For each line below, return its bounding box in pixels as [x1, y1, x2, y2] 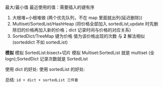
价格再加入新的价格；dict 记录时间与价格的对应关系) [25, 27, 131, 33]
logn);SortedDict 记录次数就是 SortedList [5, 56, 88, 61]
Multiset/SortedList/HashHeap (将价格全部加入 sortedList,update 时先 [12, 21, 154, 27]
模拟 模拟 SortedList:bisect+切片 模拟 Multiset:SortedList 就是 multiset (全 [5, 50, 155, 56]
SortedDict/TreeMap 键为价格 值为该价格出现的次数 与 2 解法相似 [12, 33, 145, 39]
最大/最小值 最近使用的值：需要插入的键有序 [5, 4, 95, 10]
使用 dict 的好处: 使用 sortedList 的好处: [5, 66, 85, 72]
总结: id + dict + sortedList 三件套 [5, 77, 79, 83]
